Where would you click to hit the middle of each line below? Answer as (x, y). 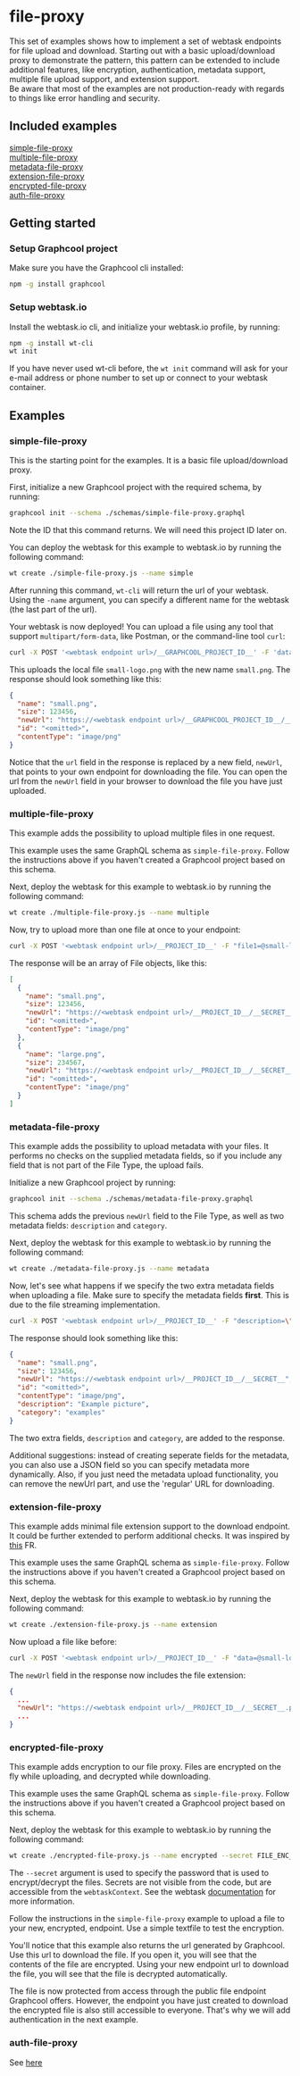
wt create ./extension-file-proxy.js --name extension (113, 1624)
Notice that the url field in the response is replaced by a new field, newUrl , (146, 762)
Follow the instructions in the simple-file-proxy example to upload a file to (147, 1919)
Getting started (53, 224)
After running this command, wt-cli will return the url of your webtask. (139, 590)
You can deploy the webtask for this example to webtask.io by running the (146, 547)
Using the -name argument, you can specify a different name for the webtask (150, 599)
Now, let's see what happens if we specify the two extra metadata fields (142, 1285)
